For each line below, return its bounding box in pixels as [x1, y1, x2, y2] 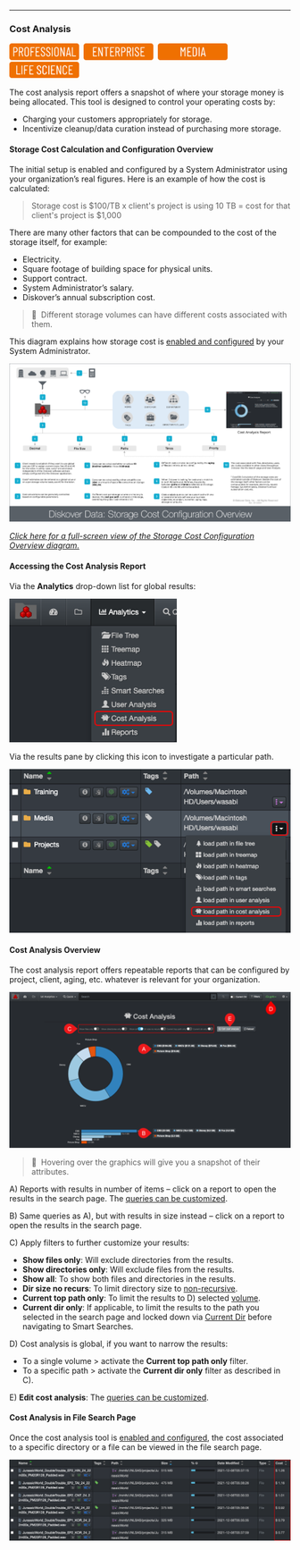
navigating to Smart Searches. [21, 1320, 134, 1332]
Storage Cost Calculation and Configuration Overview [9, 144, 214, 155]
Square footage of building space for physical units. [21, 263, 213, 274]
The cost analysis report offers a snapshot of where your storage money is [9, 87, 284, 98]
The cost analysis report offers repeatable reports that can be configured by [9, 965, 290, 975]
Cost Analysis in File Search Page [9, 1412, 137, 1423]
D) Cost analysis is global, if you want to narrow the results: [9, 1338, 229, 1349]
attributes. [30, 1166, 70, 1176]
